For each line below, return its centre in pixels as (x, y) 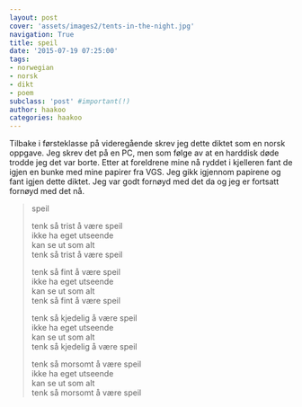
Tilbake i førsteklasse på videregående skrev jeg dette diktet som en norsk (147, 144)
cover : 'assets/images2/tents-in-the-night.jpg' (102, 26)
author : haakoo (38, 110)
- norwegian (31, 68)
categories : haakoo (46, 118)
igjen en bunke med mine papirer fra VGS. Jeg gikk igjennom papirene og (145, 173)
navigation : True (42, 34)
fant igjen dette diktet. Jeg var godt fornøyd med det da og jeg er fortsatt (144, 181)
